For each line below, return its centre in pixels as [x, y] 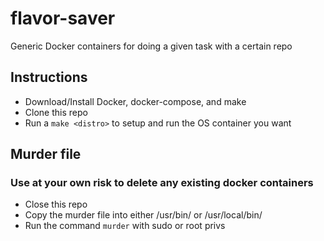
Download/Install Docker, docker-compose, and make [135, 101]
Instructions [49, 77]
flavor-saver [63, 18]
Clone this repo [56, 112]
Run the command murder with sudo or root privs [125, 226]
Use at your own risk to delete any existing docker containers [162, 183]
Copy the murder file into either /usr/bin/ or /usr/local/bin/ [143, 215]
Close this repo [56, 204]
